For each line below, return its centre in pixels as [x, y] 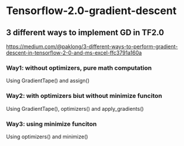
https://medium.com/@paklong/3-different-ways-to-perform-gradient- [92, 46]
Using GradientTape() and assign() [48, 81]
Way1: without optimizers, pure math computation [79, 67]
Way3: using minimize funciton [51, 124]
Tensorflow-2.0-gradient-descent [91, 11]
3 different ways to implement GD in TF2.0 [85, 33]
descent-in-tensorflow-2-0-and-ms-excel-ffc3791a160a [74, 53]
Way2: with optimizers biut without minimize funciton [84, 96]
